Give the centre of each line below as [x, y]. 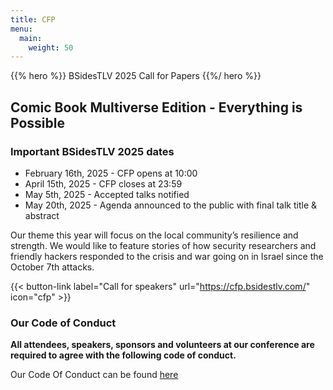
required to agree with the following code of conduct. [123, 355]
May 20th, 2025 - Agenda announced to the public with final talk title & [171, 205]
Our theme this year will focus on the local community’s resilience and [154, 235]
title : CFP [33, 19]
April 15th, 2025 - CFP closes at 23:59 [103, 183]
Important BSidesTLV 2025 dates [92, 151]
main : [31, 38]
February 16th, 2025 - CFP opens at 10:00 [111, 173]
